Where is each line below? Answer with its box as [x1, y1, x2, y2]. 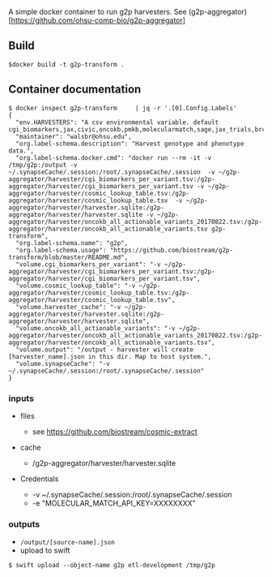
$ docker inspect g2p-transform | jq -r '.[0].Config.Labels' [8, 104, 237, 112]
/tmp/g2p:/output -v [8, 161, 79, 169]
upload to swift [19, 545, 70, 555]
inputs [8, 393, 35, 404]
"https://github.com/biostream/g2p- [109, 246, 233, 254]
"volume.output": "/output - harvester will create [15, 345, 194, 354]
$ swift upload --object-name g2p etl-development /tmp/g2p [8, 562, 216, 570]
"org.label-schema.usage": [15, 246, 107, 254]
